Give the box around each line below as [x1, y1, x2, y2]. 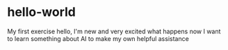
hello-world [7, 4, 76, 20]
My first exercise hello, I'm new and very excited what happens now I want [7, 27, 221, 35]
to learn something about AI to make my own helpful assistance [7, 34, 189, 42]
